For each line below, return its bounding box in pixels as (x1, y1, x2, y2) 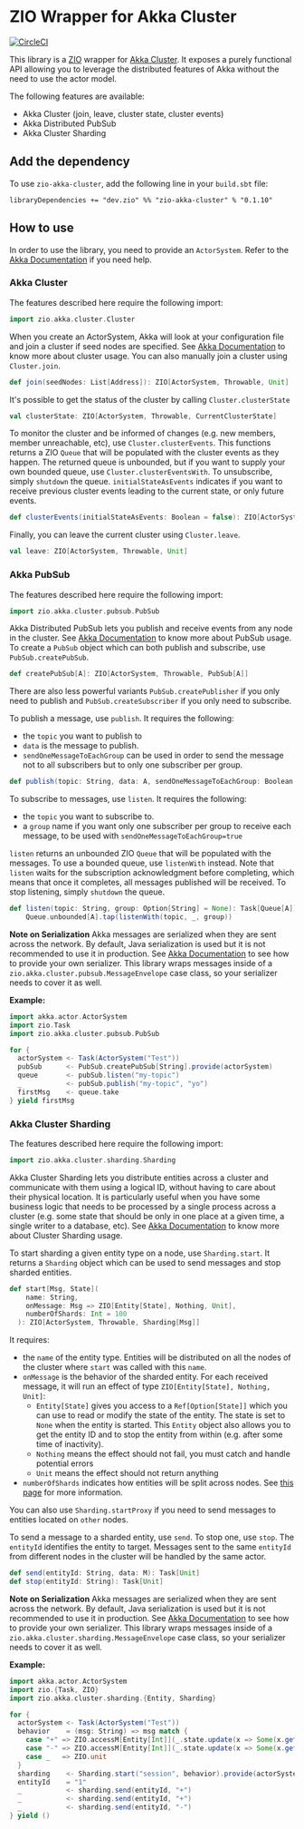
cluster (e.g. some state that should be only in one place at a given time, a (9, 1210, 285, 1221)
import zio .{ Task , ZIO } (9, 1685, 100, 1694)
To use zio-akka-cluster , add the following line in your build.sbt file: (9, 178, 269, 189)
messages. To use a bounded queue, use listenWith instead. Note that (9, 857, 274, 868)
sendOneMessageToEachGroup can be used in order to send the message (22, 750, 284, 761)
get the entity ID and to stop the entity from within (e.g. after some (35, 1429, 283, 1440)
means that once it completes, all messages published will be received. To (9, 877, 287, 888)
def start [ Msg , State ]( (9, 1284, 100, 1294)
